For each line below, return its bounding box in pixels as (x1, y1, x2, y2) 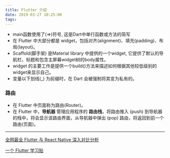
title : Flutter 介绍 (5, 7, 47, 13)
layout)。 (18, 44, 38, 50)
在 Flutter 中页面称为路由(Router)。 (12, 102, 86, 108)
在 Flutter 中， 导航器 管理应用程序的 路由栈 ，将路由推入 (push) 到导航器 (12, 108, 163, 114)
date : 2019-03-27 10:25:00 (5, 12, 62, 17)
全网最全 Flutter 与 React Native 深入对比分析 (5, 136, 99, 142)
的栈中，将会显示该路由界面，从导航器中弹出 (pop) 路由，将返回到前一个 (12, 114, 164, 121)
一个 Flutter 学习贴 (5, 147, 44, 153)
